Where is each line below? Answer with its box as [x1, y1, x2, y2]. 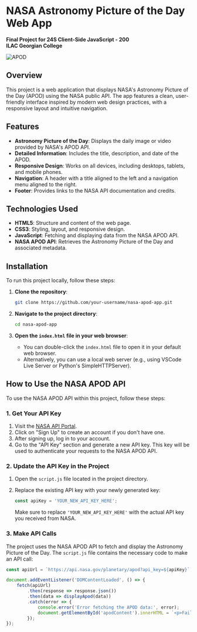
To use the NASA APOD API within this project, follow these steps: [6, 394, 166, 402]
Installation [6, 261, 48, 271]
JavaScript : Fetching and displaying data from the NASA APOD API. [14, 232, 179, 239]
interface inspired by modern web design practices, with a [26, 98, 167, 105]
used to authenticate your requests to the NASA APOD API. [14, 447, 157, 455]
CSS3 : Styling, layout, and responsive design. [14, 226, 125, 233]
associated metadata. [14, 244, 67, 251]
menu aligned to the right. [14, 180, 77, 188]
